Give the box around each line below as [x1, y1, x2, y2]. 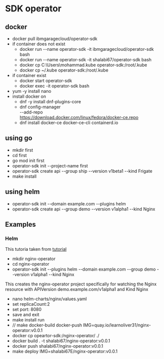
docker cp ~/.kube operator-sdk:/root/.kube [19, 67, 108, 73]
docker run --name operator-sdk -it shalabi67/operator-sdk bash [19, 57, 152, 62]
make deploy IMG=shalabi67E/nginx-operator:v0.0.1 [12, 349, 118, 355]
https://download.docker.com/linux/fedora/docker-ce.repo [19, 115, 139, 120]
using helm [5, 188, 40, 196]
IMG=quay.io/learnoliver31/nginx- [83, 322, 151, 328]
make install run [12, 317, 45, 323]
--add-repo [19, 109, 43, 115]
